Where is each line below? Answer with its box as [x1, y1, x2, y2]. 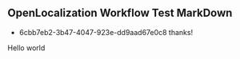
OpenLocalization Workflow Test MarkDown [7, 6, 233, 20]
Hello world [7, 43, 46, 53]
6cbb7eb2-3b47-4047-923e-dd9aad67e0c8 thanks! [18, 27, 194, 37]
